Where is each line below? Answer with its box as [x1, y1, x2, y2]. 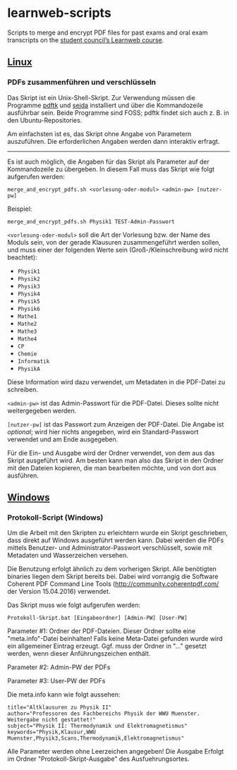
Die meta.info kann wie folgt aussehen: [7, 690, 121, 699]
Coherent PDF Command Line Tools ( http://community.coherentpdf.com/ [7, 580, 219, 588]
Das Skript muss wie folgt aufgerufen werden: [7, 601, 141, 609]
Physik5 [17, 298, 40, 305]
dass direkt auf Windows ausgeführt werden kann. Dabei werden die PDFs [7, 536, 224, 544]
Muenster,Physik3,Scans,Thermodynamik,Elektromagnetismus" [7, 735, 185, 742]
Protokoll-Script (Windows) [7, 513, 104, 522]
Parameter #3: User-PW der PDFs [7, 677, 106, 685]
